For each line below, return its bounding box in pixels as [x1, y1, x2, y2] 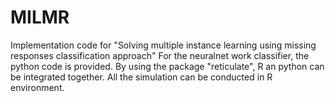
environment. [10, 81, 65, 93]
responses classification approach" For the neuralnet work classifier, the [10, 49, 310, 61]
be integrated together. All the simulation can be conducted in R [10, 71, 273, 83]
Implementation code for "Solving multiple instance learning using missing [10, 39, 317, 51]
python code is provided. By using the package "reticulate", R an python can [10, 60, 325, 72]
